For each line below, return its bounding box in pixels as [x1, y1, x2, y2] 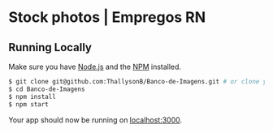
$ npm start [8, 100, 49, 109]
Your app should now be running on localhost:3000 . [8, 114, 183, 125]
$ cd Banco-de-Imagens [8, 85, 85, 93]
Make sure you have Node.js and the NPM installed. [8, 62, 181, 71]
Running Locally [8, 41, 92, 54]
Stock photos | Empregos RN [8, 8, 206, 27]
